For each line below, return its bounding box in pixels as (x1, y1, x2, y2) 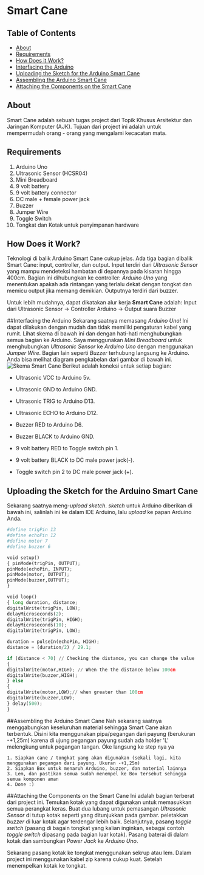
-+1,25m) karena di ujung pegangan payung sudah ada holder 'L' (7, 736, 169, 744)
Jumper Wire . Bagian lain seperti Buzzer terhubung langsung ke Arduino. (7, 349, 190, 357)
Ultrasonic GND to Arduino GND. (15, 386, 97, 393)
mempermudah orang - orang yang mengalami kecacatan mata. (7, 129, 167, 137)
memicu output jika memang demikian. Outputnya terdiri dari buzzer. (7, 287, 178, 295)
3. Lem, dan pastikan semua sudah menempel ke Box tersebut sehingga (7, 770, 187, 777)
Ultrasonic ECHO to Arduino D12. (15, 410, 98, 417)
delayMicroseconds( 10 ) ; (7, 622, 67, 628)
